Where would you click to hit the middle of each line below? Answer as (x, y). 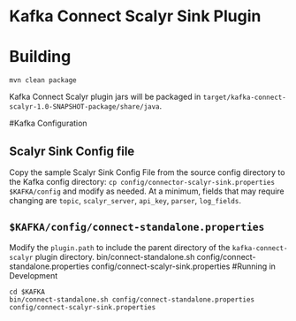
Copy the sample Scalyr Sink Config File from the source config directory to (147, 172)
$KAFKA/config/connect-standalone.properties (137, 227)
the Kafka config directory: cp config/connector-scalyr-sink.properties (142, 181)
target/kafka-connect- (245, 98)
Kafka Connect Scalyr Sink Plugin (135, 16)
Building (40, 57)
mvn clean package (43, 80)
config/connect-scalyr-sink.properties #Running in (184, 266)
